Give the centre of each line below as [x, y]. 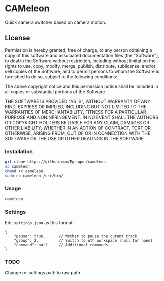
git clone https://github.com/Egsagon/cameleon [56, 162]
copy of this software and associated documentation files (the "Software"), [82, 55]
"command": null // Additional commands [61, 245]
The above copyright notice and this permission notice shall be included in [82, 86]
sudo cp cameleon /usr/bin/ [34, 176]
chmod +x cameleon [24, 171]
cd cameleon [17, 166]
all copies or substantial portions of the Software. [56, 92]
